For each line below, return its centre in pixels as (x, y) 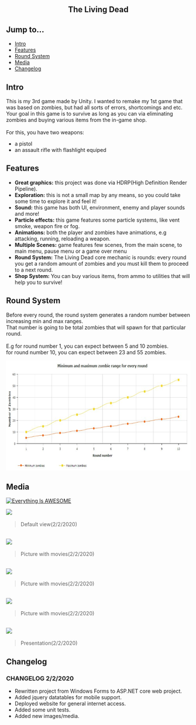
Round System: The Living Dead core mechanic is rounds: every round (100, 257)
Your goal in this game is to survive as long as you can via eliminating (90, 114)
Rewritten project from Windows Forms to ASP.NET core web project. (98, 691)
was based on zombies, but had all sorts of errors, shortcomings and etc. (94, 107)
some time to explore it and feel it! (56, 201)
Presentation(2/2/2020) (49, 643)
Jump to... (25, 30)
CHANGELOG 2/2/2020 (40, 678)
